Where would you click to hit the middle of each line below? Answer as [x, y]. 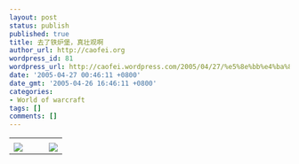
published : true [39, 34]
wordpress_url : [37, 67]
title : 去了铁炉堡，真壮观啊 [57, 42]
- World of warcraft [48, 100]
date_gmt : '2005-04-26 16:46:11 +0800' [83, 83]
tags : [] [25, 108]
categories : [31, 91]
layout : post [33, 17]
